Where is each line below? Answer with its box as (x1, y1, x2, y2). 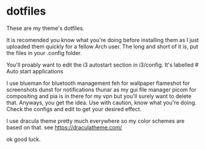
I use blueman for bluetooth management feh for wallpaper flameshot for (6, 79, 190, 87)
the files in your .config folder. (6, 49, 82, 56)
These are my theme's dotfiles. (6, 24, 84, 32)
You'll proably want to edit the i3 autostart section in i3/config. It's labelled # (6, 61, 199, 68)
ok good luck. (6, 136, 41, 143)
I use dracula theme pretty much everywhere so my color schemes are (6, 117, 185, 125)
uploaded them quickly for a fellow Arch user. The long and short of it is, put (6, 43, 199, 50)
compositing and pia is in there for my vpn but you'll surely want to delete (6, 92, 192, 100)
